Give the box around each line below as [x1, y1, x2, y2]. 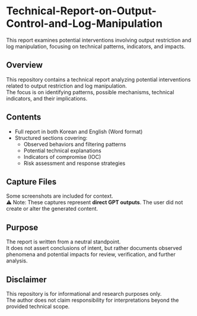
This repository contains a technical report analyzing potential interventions [6, 76, 191, 83]
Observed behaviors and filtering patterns [23, 140, 126, 148]
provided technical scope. [6, 303, 70, 310]
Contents [6, 112, 42, 123]
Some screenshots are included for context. [6, 192, 114, 200]
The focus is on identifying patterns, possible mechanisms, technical [6, 88, 174, 96]
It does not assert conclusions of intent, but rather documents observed [6, 245, 182, 252]
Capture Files [6, 177, 57, 187]
